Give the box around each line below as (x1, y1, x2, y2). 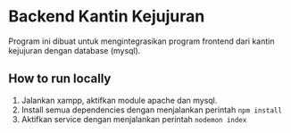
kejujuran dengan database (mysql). (8, 45, 141, 55)
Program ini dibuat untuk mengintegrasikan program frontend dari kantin (8, 36, 275, 46)
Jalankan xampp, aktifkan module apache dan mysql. (21, 95, 218, 105)
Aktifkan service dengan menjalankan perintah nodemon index (21, 113, 247, 124)
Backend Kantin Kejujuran (8, 6, 205, 27)
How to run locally (8, 71, 112, 87)
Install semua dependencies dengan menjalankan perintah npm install (21, 104, 283, 115)
